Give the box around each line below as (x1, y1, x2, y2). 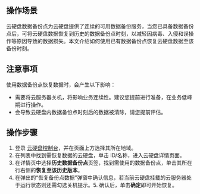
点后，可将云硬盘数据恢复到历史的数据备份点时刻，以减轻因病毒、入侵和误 (6, 30, 189, 37)
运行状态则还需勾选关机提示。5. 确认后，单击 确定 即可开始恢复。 (20, 182, 177, 189)
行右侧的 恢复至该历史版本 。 (14, 167, 83, 174)
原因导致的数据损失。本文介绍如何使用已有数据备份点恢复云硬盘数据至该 (16, 37, 194, 45)
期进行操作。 (14, 101, 46, 108)
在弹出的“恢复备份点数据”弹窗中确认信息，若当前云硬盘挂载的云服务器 (14, 174, 187, 182)
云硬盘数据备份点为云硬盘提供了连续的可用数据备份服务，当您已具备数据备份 (6, 23, 194, 30)
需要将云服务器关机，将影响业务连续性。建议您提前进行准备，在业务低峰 (14, 93, 192, 101)
